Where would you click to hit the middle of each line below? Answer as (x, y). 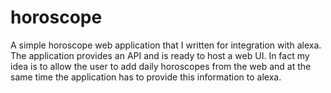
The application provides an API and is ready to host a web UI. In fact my (160, 55)
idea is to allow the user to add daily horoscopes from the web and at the (161, 66)
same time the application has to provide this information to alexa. (146, 77)
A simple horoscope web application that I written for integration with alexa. (166, 45)
